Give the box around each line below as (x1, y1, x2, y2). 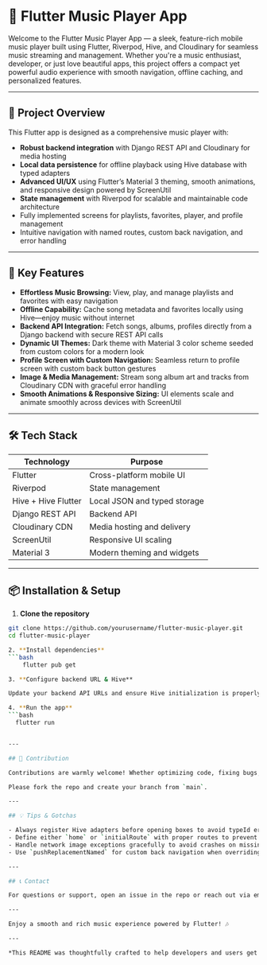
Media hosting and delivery (89, 521, 191, 532)
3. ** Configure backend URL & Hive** (8, 675, 133, 683)
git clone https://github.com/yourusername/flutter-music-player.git (8, 625, 244, 632)
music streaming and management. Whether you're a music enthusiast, (8, 50, 242, 60)
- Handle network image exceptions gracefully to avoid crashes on (8, 841, 237, 849)
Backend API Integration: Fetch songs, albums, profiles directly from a (19, 321, 252, 331)
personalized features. (8, 76, 82, 85)
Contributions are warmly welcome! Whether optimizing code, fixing (8, 768, 240, 776)
